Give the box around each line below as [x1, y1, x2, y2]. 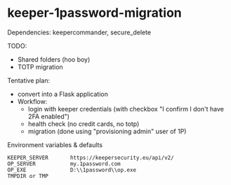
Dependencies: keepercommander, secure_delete [7, 28, 152, 36]
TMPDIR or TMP [7, 172, 49, 179]
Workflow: [17, 97, 48, 106]
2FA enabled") [27, 112, 70, 121]
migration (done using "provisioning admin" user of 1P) [27, 127, 187, 135]
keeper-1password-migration [7, 5, 183, 21]
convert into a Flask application [17, 90, 109, 98]
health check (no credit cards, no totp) [27, 119, 140, 128]
